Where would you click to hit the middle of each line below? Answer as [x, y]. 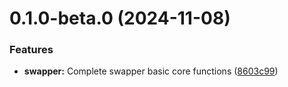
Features [31, 50]
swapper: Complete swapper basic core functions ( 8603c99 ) [151, 71]
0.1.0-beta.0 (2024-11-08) [120, 18]
